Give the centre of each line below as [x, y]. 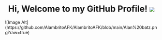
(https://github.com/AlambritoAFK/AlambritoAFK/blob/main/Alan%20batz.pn [81, 27]
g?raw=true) [17, 32]
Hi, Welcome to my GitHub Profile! [78, 9]
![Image [13, 22]
